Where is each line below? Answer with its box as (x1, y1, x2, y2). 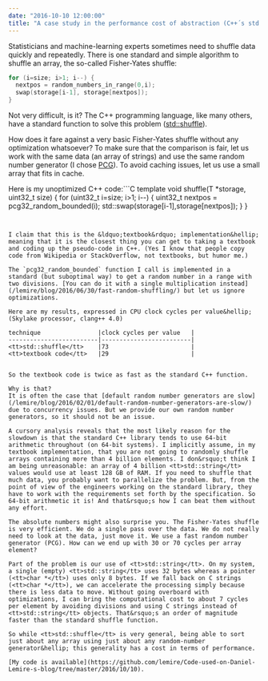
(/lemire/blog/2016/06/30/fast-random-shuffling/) (8, 287, 181, 295)
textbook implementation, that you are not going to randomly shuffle (8, 448, 249, 456)
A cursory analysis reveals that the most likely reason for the (8, 427, 230, 435)
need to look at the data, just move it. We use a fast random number (8, 532, 249, 540)
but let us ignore (183, 287, 246, 295)
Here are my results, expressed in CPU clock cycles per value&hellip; (8, 308, 252, 316)
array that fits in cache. (8, 169, 85, 178)
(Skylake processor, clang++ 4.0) (8, 315, 124, 323)
